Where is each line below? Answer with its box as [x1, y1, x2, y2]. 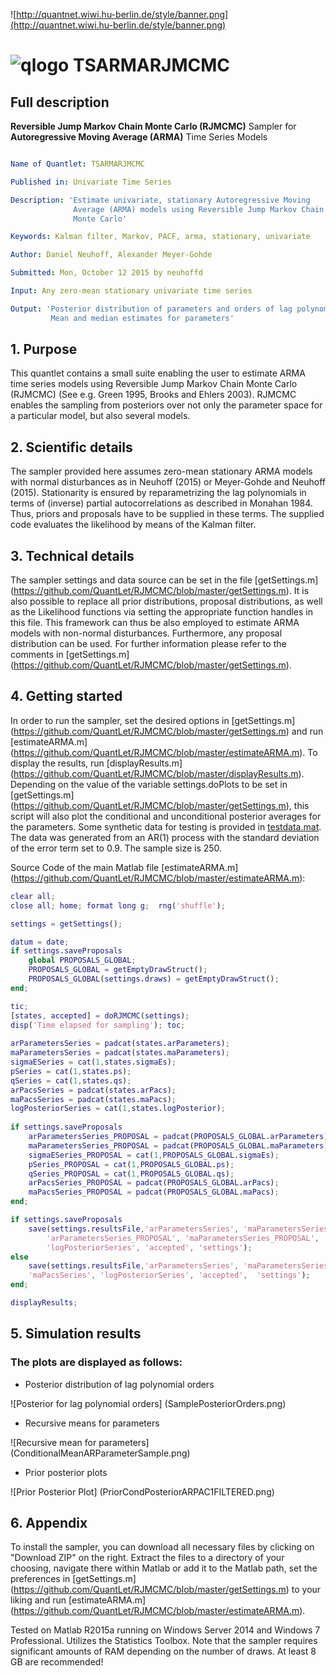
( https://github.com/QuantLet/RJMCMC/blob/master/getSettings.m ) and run [10, 725, 324, 737]
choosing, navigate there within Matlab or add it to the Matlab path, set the [10, 1562, 318, 1574]
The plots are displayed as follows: [10, 1355, 183, 1369]
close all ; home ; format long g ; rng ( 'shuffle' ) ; [10, 900, 226, 911]
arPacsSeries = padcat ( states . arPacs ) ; [10, 1085, 177, 1095]
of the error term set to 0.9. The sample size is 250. [10, 842, 223, 854]
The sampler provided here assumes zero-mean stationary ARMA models [10, 465, 313, 478]
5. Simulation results [10, 1325, 142, 1343]
